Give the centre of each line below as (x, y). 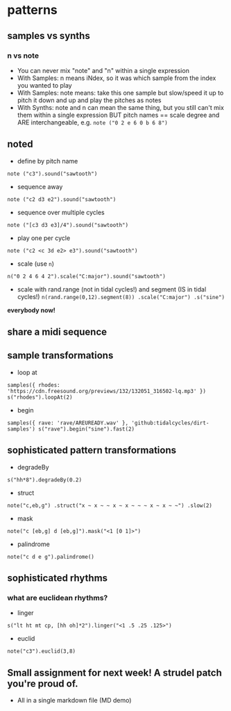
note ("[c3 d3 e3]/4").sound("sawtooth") (68, 225)
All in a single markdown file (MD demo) (74, 701)
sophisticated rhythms (58, 578)
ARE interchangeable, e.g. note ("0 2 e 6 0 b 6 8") (92, 122)
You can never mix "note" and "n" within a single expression (103, 70)
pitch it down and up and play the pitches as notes (89, 100)
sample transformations (60, 356)
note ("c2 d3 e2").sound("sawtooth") (62, 199)
